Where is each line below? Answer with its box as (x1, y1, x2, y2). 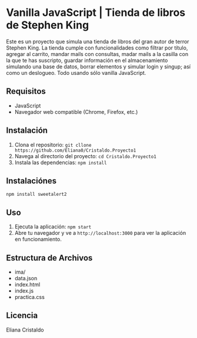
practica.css (14, 294, 45, 300)
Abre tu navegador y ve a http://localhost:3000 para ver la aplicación (14, 229, 186, 237)
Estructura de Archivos (6, 252, 93, 262)
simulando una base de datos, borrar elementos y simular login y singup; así (6, 63, 191, 70)
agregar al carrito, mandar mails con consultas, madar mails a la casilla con (6, 50, 189, 57)
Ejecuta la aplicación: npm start (14, 223, 92, 230)
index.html (14, 281, 41, 288)
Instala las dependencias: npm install (14, 159, 107, 166)
